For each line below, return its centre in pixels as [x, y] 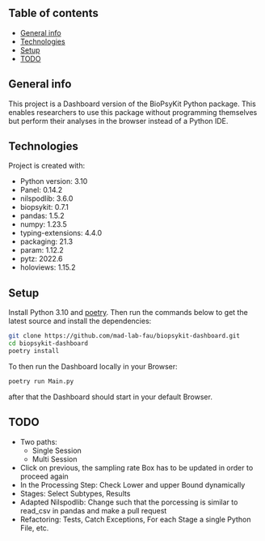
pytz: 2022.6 [41, 259]
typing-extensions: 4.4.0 [61, 233]
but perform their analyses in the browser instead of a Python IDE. [118, 121]
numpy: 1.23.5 [43, 224]
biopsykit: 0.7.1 [44, 207]
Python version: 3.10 [54, 181]
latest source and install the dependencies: [80, 321]
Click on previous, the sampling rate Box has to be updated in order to [137, 467]
